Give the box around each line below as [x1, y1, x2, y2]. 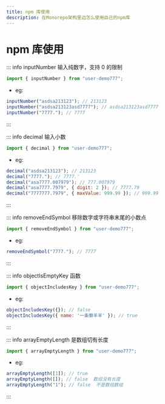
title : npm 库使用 [6, 8, 50, 15]
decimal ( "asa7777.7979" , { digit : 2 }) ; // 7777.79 [6, 185, 140, 191]
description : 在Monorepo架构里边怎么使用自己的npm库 [6, 15, 130, 21]
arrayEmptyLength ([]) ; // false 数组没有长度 [6, 376, 121, 382]
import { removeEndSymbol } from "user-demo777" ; [6, 226, 135, 232]
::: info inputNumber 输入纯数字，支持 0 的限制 [6, 64, 123, 71]
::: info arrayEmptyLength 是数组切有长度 [6, 336, 109, 343]
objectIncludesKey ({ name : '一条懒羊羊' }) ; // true [6, 313, 138, 319]
